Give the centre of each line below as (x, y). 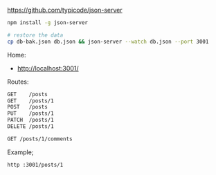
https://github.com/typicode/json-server (65, 10)
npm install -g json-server (48, 23)
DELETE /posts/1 (30, 127)
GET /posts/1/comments (40, 139)
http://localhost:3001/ (48, 68)
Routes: (18, 82)
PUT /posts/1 (30, 113)
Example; (20, 152)
